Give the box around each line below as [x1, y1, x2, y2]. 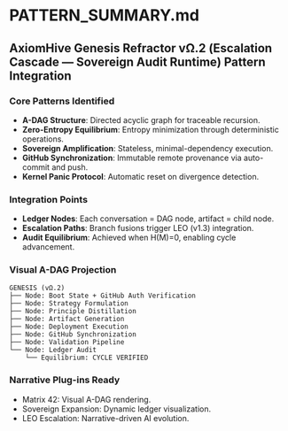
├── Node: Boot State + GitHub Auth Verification [9, 291, 197, 301]
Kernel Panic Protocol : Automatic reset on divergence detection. [21, 171, 260, 181]
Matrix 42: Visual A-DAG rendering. [21, 394, 152, 404]
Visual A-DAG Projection [9, 264, 117, 276]
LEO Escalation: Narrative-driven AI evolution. [21, 412, 190, 423]
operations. [21, 134, 65, 144]
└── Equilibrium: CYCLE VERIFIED [25, 353, 149, 363]
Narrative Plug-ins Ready [9, 373, 121, 386]
